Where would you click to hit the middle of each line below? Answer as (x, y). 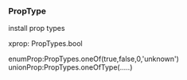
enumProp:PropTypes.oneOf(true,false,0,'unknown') (93, 59)
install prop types (37, 29)
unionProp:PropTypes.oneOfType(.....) (70, 67)
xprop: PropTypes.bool (45, 44)
